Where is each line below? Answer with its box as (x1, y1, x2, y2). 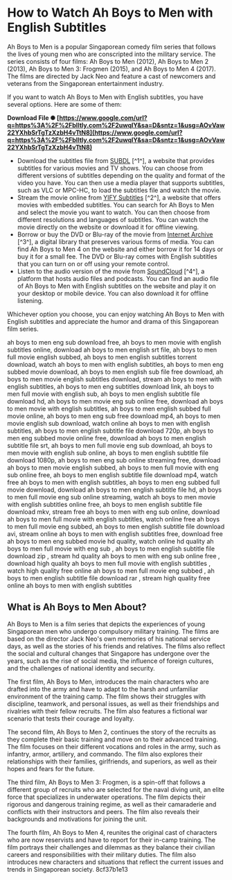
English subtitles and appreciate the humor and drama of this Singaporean (7, 317, 220, 325)
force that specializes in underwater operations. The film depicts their (7, 793, 206, 801)
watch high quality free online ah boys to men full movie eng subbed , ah (7, 567, 215, 575)
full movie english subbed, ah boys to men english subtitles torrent (7, 352, 197, 361)
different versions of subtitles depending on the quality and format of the (17, 171, 225, 180)
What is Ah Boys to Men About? (7, 601, 147, 613)
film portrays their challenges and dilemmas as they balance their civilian (7, 843, 215, 851)
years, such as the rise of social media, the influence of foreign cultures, (7, 657, 214, 665)
